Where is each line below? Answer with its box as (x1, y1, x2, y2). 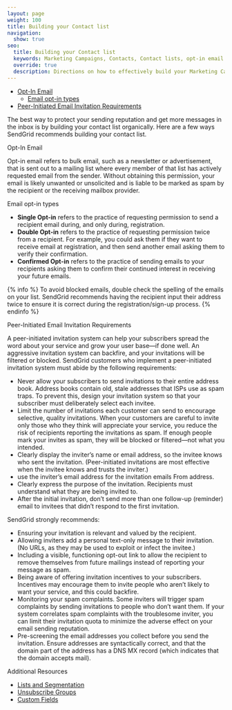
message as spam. (17, 565, 71, 574)
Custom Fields (17, 695, 59, 703)
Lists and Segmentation (17, 680, 85, 689)
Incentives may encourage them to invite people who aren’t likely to (17, 580, 210, 588)
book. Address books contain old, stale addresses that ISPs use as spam (17, 384, 224, 392)
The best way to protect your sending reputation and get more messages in (7, 115, 222, 123)
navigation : (7, 29, 41, 37)
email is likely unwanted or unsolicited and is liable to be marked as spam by (7, 179, 224, 187)
